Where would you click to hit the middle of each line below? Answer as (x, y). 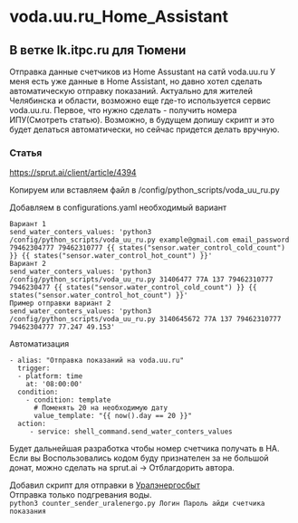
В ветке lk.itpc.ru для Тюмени (98, 50)
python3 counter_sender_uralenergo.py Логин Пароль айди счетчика (137, 504)
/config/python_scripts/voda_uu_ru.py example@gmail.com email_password (149, 240)
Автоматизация (39, 344)
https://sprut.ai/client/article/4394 (73, 173)
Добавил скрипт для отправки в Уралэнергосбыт (105, 485)
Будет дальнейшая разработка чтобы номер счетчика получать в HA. (144, 449)
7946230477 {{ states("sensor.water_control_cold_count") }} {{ (133, 288)
